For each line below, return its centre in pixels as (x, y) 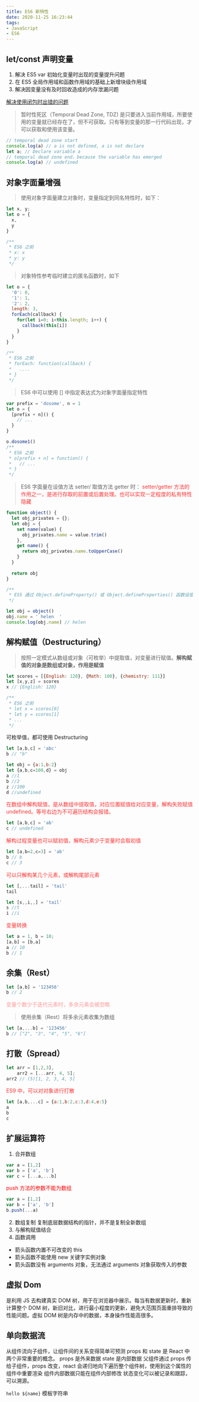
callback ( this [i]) (44, 326)
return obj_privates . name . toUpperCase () (72, 551)
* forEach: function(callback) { (50, 364)
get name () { (33, 546)
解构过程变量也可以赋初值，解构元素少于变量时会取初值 (73, 841)
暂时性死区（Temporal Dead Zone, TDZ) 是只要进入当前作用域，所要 (104, 114)
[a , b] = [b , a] (24, 942)
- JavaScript (22, 28)
